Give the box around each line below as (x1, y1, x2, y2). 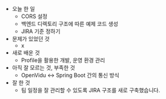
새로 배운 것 (12, 49, 41, 56)
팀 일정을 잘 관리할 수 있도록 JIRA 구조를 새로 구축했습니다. (21, 86, 161, 94)
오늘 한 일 (12, 5, 35, 12)
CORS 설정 (21, 13, 48, 20)
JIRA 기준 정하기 (21, 28, 61, 35)
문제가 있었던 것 (12, 35, 50, 42)
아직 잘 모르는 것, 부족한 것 (12, 64, 76, 71)
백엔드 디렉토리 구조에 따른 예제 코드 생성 (21, 20, 119, 27)
